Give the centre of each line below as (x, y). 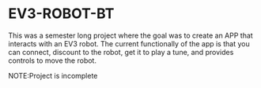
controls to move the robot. (53, 60)
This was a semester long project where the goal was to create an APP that (130, 35)
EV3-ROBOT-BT (61, 14)
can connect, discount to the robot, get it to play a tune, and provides (121, 52)
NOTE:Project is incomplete (53, 75)
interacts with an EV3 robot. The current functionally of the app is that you (129, 43)
